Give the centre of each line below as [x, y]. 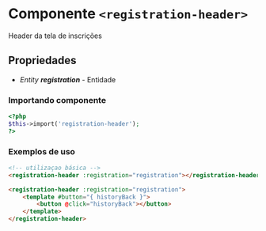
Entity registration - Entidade [68, 79]
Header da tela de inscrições [55, 36]
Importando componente [57, 100]
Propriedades [42, 61]
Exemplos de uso [42, 151]
